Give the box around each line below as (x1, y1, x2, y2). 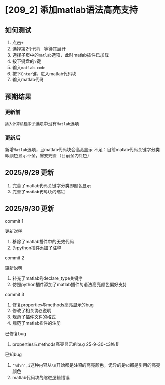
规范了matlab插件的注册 (12, 320, 61, 326)
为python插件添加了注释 (12, 245, 62, 251)
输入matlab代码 (12, 77, 44, 82)
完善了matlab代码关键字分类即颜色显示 (12, 182, 91, 188)
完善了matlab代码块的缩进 (12, 189, 66, 194)
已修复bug (5, 330, 26, 336)
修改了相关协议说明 (12, 308, 52, 313)
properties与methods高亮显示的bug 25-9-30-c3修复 (12, 341, 120, 347)
